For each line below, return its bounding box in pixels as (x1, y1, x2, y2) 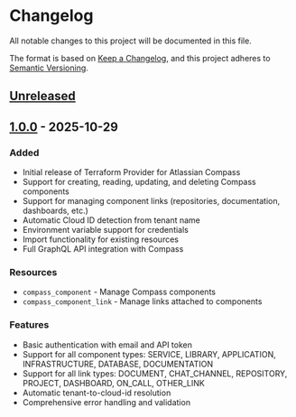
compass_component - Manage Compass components (22, 286, 217, 298)
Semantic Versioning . (9, 62, 88, 73)
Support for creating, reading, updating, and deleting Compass (22, 177, 256, 188)
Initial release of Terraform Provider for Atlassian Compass (22, 167, 241, 178)
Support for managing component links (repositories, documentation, (22, 196, 281, 207)
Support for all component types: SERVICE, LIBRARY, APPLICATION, (22, 348, 277, 359)
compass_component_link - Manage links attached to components (22, 296, 263, 307)
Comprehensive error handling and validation (22, 396, 191, 407)
